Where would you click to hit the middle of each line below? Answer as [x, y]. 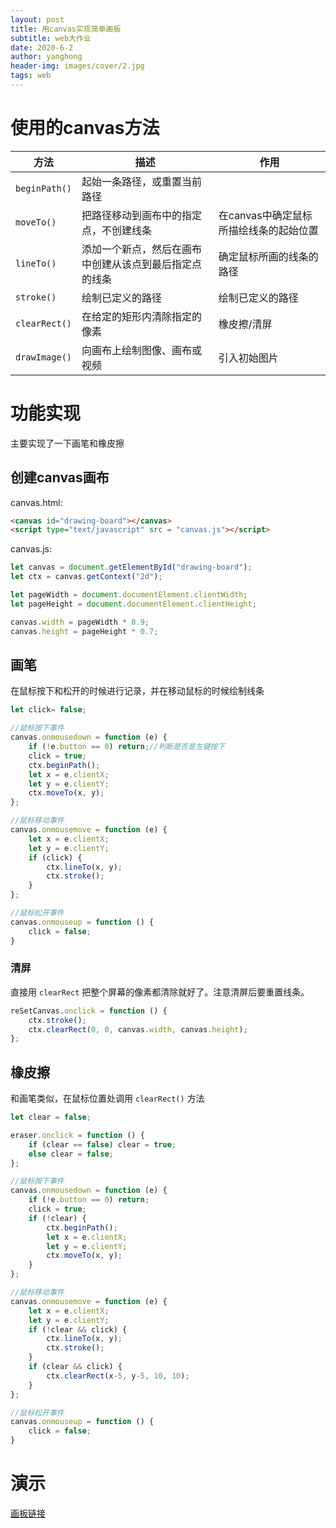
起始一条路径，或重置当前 [142, 181]
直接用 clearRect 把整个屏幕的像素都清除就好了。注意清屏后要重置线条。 [160, 992]
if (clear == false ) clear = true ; [102, 1144]
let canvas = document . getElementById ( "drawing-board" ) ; [131, 567]
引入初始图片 [248, 358]
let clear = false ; [51, 1117]
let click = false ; [48, 710]
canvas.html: [36, 502]
